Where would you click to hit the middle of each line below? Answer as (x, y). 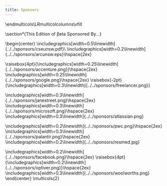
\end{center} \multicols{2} (32, 178)
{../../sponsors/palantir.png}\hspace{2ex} (48, 136)
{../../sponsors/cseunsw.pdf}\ (35, 49)
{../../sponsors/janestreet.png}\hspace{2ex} (50, 100)
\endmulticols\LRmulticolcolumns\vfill (44, 24)
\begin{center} (20, 44)
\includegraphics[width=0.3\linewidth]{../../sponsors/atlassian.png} (74, 116)
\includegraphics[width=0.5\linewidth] (76, 44)
